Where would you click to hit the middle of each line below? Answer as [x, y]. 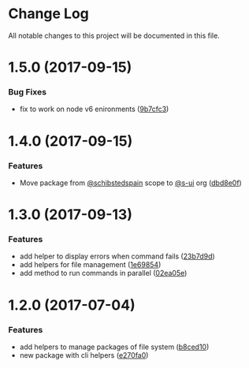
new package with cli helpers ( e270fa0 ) [84, 355]
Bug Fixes [28, 92]
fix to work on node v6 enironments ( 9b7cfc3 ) [94, 109]
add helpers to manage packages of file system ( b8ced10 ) [114, 347]
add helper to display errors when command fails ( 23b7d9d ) [117, 256]
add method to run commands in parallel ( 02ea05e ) [103, 273]
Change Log [48, 14]
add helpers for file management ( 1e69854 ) [90, 265]
